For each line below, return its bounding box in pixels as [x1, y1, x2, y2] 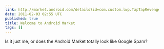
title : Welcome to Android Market [5, 20, 76, 26]
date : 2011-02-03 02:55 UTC [5, 12, 62, 16]
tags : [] [5, 25, 23, 30]
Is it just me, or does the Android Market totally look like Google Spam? [5, 38, 148, 44]
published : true [5, 16, 38, 21]
